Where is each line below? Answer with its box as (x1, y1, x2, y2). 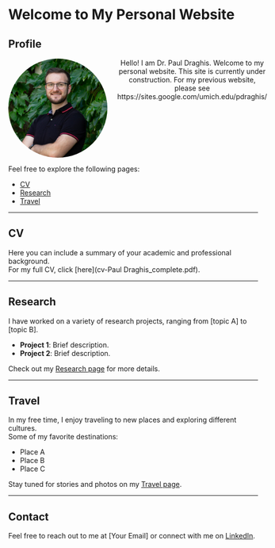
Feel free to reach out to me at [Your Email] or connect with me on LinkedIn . (8, 531, 256, 541)
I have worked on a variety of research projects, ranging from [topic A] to (8, 316, 247, 326)
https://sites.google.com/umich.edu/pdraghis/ (117, 92, 268, 101)
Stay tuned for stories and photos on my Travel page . (8, 480, 182, 489)
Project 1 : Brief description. (19, 339, 109, 350)
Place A (19, 447, 45, 457)
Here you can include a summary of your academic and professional (8, 247, 232, 257)
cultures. (8, 423, 37, 433)
